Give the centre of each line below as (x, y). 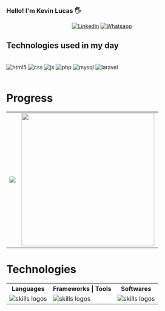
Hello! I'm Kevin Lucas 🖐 (44, 10)
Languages (28, 288)
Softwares (136, 288)
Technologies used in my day (63, 45)
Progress (30, 98)
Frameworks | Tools (82, 288)
